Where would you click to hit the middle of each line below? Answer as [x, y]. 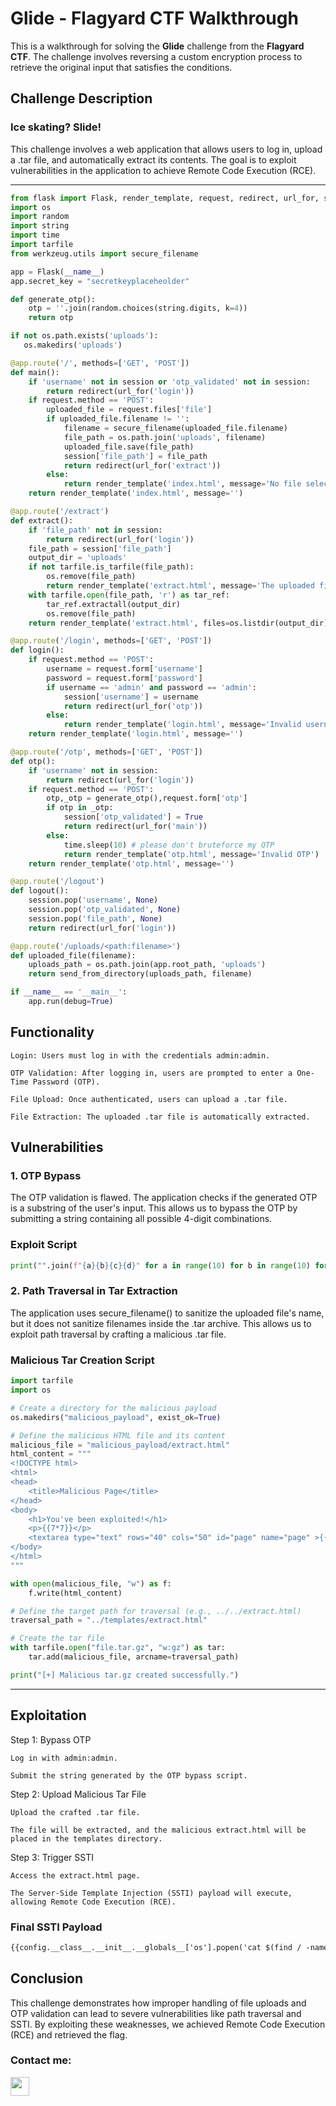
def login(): [37, 650]
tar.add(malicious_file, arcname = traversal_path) [134, 1657]
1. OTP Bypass [46, 1175]
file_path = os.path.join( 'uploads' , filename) [165, 437]
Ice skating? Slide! [56, 127]
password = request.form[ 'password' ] [124, 678]
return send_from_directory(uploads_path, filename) [140, 974]
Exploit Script [44, 1245]
